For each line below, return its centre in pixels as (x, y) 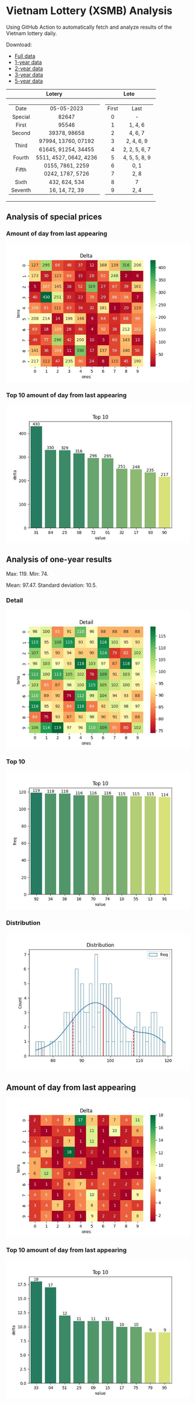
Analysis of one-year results (59, 560)
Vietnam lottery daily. (32, 33)
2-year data (29, 68)
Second (21, 133)
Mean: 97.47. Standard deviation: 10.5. (52, 585)
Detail (15, 600)
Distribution (23, 923)
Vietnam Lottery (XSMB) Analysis (89, 11)
